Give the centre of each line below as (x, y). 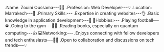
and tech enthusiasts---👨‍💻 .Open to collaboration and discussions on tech (80, 40)
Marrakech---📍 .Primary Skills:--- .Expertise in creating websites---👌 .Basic (82, 13)
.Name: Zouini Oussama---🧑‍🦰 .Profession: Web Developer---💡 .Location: (79, 8)
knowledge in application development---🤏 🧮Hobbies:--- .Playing (71, 20)
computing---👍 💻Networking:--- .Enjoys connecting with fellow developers (82, 33)
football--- (148, 20)
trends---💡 (16, 45)
